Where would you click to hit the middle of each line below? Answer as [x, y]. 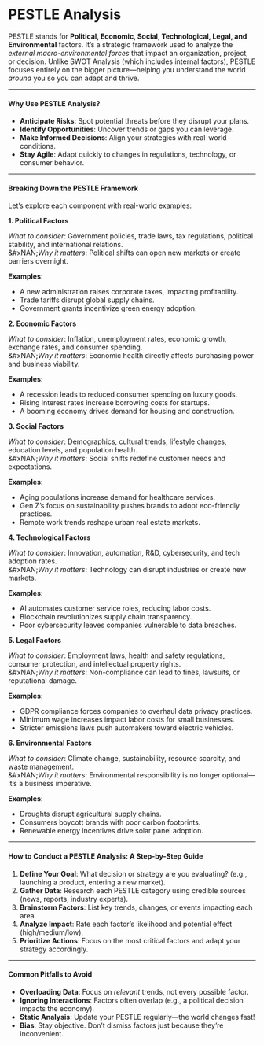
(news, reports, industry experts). [73, 899]
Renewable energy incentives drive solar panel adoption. [112, 831]
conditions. [38, 146]
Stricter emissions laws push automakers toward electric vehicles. [126, 728]
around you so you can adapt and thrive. [74, 78]
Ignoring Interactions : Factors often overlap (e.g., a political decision [131, 1000]
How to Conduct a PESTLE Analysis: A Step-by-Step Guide [106, 856]
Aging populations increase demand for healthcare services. [117, 497]
